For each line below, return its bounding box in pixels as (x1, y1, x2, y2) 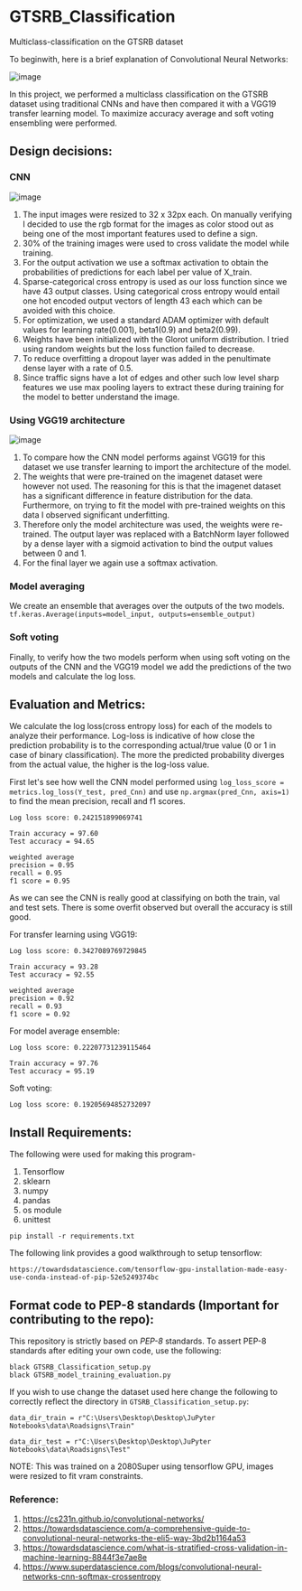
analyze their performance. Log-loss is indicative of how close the (9, 730, 255, 742)
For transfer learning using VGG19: (9, 929, 138, 941)
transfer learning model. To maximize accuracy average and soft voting (9, 108, 274, 118)
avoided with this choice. (22, 304, 115, 315)
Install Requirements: (9, 1125, 133, 1140)
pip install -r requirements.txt (9, 1231, 135, 1241)
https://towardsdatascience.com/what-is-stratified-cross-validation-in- (22, 1542, 288, 1553)
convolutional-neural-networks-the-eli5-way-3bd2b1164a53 (22, 1533, 246, 1544)
